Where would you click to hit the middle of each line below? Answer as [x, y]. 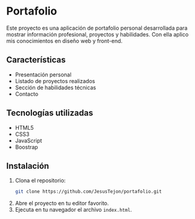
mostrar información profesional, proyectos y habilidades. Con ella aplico [97, 34]
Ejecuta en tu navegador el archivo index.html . [73, 210]
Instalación [28, 166]
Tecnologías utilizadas [50, 113]
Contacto [27, 94]
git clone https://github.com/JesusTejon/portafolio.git [88, 192]
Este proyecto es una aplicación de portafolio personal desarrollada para [97, 28]
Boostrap [26, 147]
